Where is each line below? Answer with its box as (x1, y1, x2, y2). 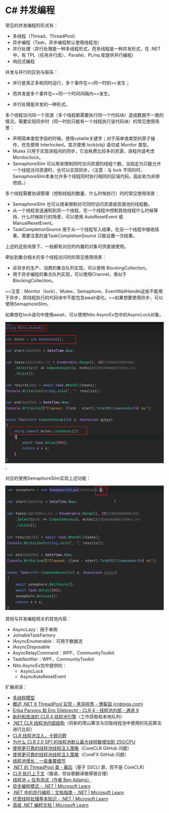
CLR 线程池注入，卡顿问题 (12, 732, 67, 738)
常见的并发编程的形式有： (5, 22, 58, 28)
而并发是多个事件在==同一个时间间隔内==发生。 (12, 90, 113, 97)
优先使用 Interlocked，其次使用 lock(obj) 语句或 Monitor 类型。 (21, 141, 152, 148)
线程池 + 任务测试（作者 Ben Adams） (12, 777, 92, 783)
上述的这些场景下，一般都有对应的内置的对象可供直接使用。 (5, 243, 129, 249)
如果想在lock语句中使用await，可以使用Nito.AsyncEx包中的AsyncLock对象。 (5, 311, 164, 317)
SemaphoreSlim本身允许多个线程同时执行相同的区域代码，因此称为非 (12, 173, 156, 179)
